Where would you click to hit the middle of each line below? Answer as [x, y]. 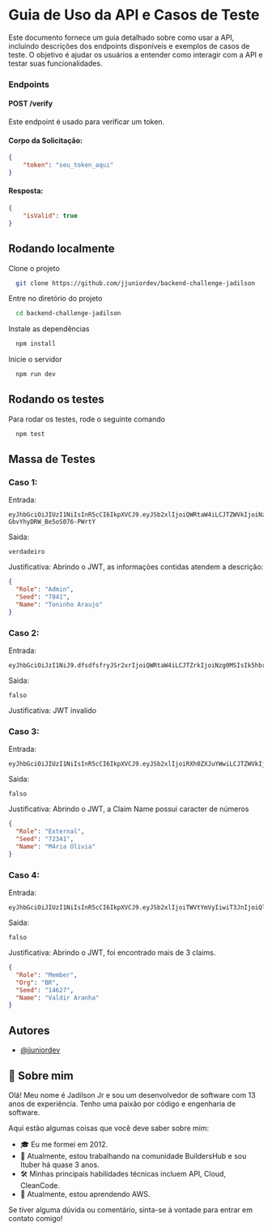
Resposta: [26, 191]
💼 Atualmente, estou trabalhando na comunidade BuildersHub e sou [133, 1155]
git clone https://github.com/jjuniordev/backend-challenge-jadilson [135, 283]
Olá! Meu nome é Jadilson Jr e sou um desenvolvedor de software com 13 [132, 1095]
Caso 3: [24, 731]
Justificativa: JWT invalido [53, 711]
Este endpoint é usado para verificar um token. [87, 122]
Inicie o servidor [35, 360]
